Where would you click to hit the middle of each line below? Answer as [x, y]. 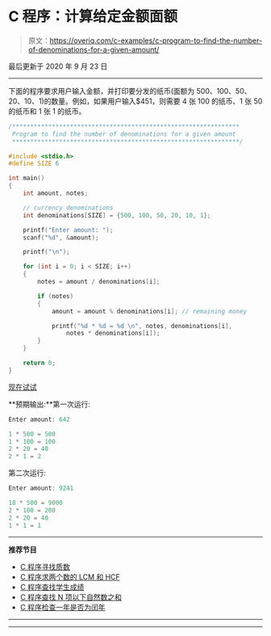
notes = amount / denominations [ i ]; [99, 282]
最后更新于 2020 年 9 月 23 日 [58, 66]
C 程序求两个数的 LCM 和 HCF [70, 577]
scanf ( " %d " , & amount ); [61, 238]
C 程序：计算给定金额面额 [93, 17]
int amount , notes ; [56, 194]
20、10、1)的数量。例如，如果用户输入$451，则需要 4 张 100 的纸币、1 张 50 [135, 101]
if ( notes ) [56, 296]
